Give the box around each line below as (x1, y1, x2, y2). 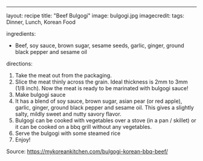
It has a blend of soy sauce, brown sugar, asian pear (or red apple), (14, 97, 182, 105)
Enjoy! (14, 136, 31, 143)
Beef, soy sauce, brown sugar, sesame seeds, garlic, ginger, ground (14, 42, 184, 49)
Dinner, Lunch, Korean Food (6, 19, 76, 25)
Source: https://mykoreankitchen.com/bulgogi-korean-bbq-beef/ (6, 148, 168, 155)
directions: (6, 60, 33, 67)
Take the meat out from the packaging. (14, 72, 112, 79)
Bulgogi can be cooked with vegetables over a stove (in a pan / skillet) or (14, 117, 196, 124)
